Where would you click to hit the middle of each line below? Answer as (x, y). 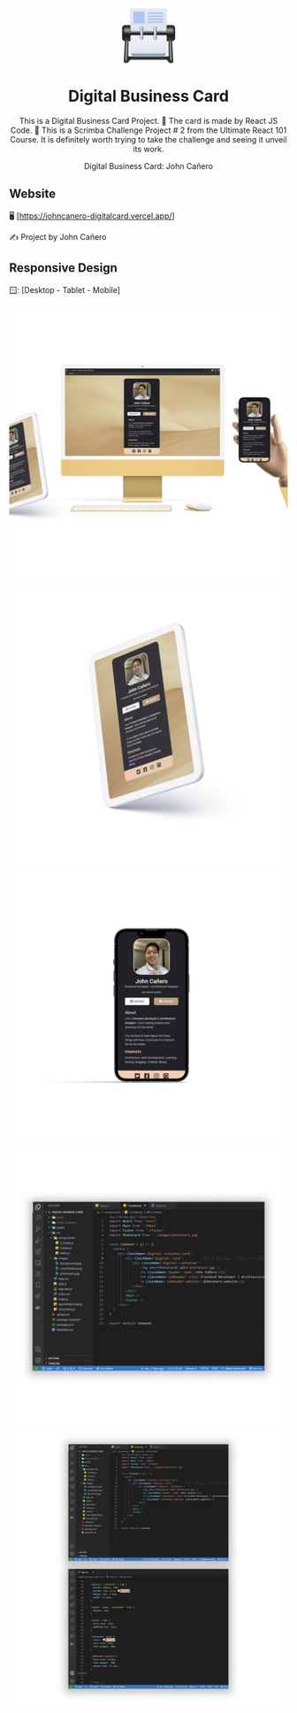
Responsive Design (63, 268)
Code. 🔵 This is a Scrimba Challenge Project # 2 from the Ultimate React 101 (148, 130)
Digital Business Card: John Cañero (148, 165)
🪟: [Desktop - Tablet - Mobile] (65, 289)
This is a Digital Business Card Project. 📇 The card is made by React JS (148, 120)
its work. (148, 149)
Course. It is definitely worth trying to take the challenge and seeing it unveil (148, 139)
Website (32, 194)
